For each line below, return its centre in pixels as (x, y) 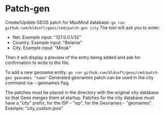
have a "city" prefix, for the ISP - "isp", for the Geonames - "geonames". (79, 103)
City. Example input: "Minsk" (41, 48)
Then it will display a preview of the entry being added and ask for (73, 57)
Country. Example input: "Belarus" (47, 42)
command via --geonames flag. (38, 83)
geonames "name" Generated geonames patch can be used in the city (84, 77)
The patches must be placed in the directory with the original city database (82, 92)
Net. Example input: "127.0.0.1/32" (47, 37)
